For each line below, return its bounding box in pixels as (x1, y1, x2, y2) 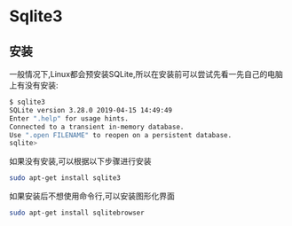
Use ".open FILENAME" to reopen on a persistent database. (9, 130, 233, 139)
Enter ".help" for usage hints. (9, 113, 129, 123)
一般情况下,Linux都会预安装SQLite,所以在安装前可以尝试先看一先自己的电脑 (9, 69, 284, 79)
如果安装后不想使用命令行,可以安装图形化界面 (9, 191, 176, 201)
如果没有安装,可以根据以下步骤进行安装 (9, 156, 153, 167)
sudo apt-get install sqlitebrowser (9, 208, 145, 218)
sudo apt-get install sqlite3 (9, 174, 122, 183)
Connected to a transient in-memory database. (9, 122, 185, 131)
